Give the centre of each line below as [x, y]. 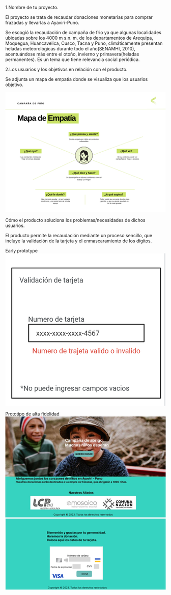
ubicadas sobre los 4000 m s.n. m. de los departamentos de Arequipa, [79, 38]
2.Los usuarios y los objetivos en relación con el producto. [66, 69]
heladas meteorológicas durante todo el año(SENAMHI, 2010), [70, 49]
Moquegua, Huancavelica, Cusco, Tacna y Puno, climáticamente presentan [84, 43]
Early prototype [22, 251]
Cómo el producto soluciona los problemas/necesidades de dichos [76, 220]
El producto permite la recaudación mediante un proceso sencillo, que [79, 235]
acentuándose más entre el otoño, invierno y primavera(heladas [72, 54]
